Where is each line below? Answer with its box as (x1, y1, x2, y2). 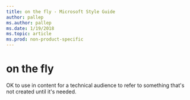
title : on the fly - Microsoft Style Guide (6, 8, 116, 15)
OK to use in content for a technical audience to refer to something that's (6, 82, 185, 89)
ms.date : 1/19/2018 (6, 25, 55, 32)
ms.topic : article (6, 31, 52, 37)
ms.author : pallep (6, 20, 52, 26)
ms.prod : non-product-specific (6, 36, 84, 42)
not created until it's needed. (6, 87, 77, 95)
